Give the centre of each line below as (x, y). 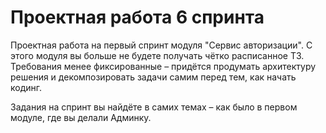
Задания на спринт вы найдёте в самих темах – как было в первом (154, 107)
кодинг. (26, 87)
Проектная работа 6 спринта (137, 17)
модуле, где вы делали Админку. (81, 117)
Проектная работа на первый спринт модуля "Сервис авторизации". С (161, 45)
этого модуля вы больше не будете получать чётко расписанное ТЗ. (157, 55)
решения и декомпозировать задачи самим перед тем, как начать (153, 77)
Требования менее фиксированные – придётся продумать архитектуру (163, 66)
